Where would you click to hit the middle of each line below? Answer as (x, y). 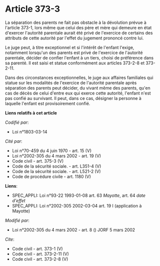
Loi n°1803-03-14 (30, 132)
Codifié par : (17, 122)
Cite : (10, 239)
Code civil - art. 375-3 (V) (38, 161)
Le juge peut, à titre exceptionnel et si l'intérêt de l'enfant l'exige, (70, 47)
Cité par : (14, 141)
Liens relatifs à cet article (31, 113)
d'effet (19, 200)
